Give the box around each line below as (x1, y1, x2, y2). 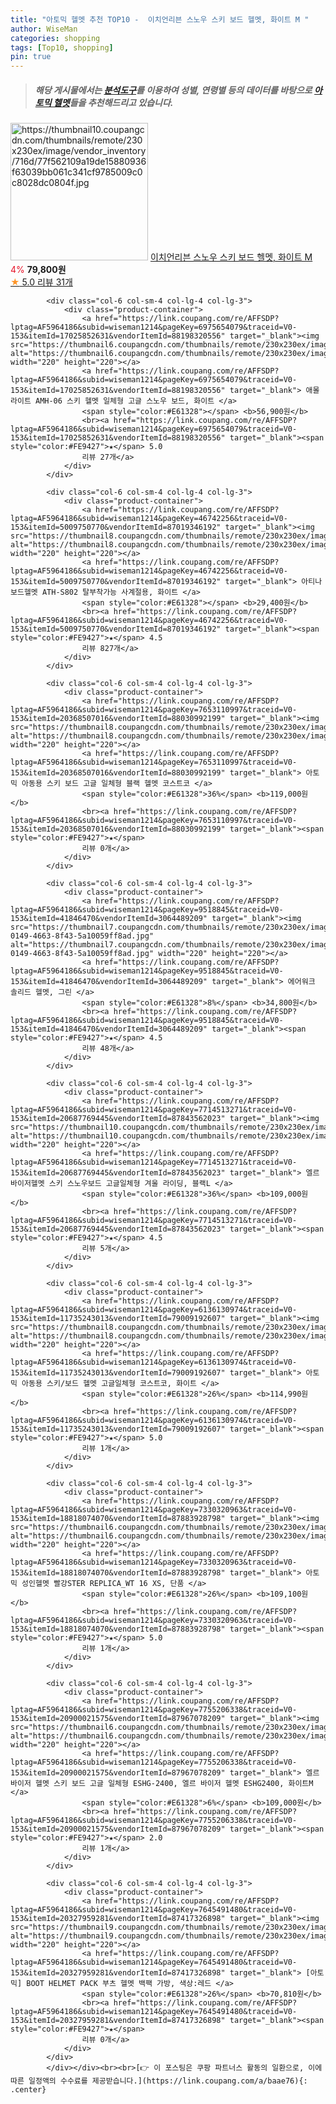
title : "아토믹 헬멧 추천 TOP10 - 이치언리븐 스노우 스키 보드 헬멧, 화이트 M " (10, 14, 310, 25)
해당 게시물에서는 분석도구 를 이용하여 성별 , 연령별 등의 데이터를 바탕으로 (34, 84, 313, 96)
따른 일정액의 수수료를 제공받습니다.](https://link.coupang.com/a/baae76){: (10, 2076, 308, 2086)
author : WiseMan (10, 24, 78, 34)
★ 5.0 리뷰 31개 (10, 276, 73, 288)
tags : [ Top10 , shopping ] (10, 42, 114, 53)
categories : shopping (10, 33, 101, 43)
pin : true (10, 52, 52, 62)
